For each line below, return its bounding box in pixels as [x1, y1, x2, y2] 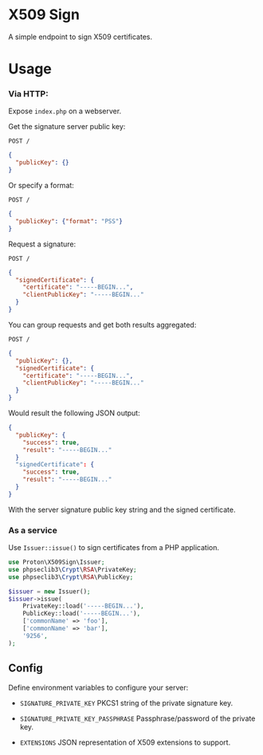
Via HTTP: [8, 88, 49, 100]
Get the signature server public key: [8, 122, 126, 132]
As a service [8, 525, 57, 536]
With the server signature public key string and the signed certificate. [8, 505, 236, 514]
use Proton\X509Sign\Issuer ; [8, 558, 105, 567]
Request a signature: [8, 239, 77, 249]
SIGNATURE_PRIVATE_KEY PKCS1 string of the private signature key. [19, 698, 234, 707]
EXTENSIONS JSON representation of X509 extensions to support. [19, 737, 231, 747]
